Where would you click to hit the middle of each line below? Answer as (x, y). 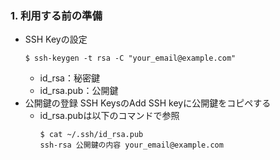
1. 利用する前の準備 (56, 15)
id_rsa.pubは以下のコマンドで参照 (109, 116)
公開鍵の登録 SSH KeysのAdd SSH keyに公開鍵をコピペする (148, 103)
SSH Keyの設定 (56, 39)
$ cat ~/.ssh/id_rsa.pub (91, 135)
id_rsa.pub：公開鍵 (79, 91)
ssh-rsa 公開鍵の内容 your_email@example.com (131, 145)
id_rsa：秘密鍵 (69, 78)
